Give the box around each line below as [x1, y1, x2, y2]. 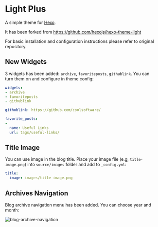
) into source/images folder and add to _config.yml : [24, 162, 126, 168]
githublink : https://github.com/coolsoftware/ [5, 108, 101, 113]
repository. [5, 43, 27, 49]
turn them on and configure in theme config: [5, 76, 94, 81]
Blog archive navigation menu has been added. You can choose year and [5, 202, 152, 208]
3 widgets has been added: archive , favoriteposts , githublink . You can [5, 71, 150, 76]
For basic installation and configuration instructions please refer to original [5, 38, 154, 44]
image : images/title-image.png [9, 175, 73, 181]
